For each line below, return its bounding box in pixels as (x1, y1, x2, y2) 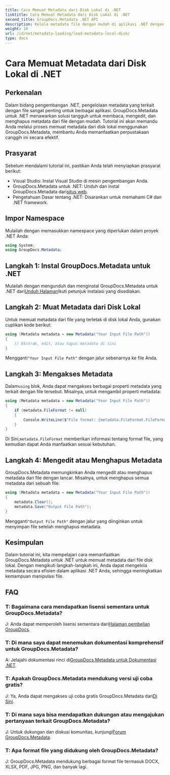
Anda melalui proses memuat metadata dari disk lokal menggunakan (5, 123, 148, 129)
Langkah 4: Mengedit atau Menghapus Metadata (5, 456, 162, 464)
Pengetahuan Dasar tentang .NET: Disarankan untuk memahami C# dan (12, 194, 162, 200)
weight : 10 (5, 26, 28, 31)
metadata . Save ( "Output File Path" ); (14, 504, 92, 509)
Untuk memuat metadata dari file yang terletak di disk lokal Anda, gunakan (5, 316, 161, 322)
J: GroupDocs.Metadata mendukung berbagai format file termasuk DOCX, (5, 758, 160, 764)
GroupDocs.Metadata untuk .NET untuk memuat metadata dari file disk (5, 557, 153, 563)
